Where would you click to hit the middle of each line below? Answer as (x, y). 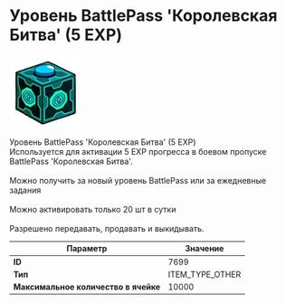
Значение (205, 249)
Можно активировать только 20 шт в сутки (93, 209)
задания (25, 190)
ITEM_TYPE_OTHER (205, 274)
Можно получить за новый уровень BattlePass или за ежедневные (138, 180)
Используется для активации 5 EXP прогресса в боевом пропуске (138, 151)
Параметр (87, 249)
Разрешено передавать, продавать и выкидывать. (107, 228)
